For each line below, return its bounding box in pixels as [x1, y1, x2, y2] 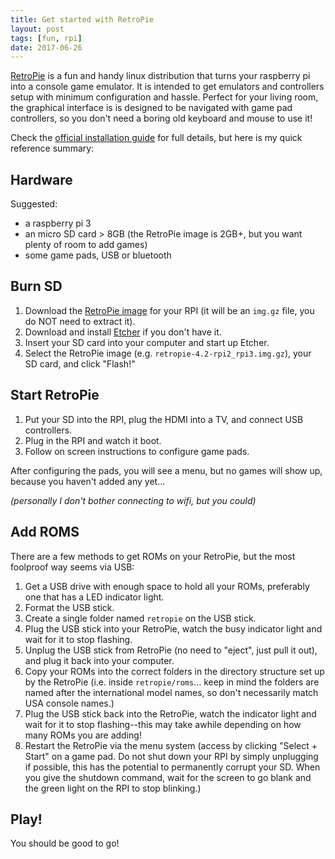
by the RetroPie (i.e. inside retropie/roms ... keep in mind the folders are [24, 676, 320, 688]
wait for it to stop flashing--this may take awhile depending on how [24, 718, 302, 730]
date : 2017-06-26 [10, 42, 83, 53]
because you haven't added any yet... [10, 475, 166, 487]
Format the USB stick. [24, 601, 115, 613]
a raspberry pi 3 [24, 217, 92, 230]
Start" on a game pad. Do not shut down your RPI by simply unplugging [24, 750, 319, 762]
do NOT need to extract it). [24, 315, 136, 327]
